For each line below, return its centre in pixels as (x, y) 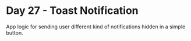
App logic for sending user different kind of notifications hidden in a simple (96, 27)
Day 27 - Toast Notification (72, 11)
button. (15, 32)
